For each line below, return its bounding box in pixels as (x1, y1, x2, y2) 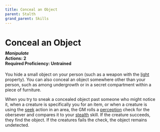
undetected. (5, 122, 30, 128)
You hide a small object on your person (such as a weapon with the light (5, 71, 149, 77)
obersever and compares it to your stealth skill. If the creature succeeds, (5, 112, 151, 117)
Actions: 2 (5, 55, 27, 61)
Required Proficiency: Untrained (5, 61, 71, 66)
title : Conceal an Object (5, 7, 57, 12)
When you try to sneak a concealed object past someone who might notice (5, 96, 156, 102)
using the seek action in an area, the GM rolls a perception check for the (5, 106, 150, 112)
